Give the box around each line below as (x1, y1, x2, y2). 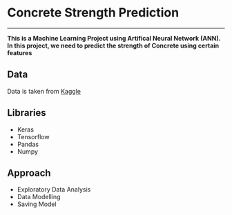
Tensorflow (17, 132, 50, 141)
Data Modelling (17, 193, 61, 201)
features (7, 48, 32, 57)
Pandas (17, 140, 39, 148)
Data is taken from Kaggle (7, 87, 81, 95)
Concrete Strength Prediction (7, 5, 180, 21)
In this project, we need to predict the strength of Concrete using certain (7, 41, 220, 50)
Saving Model (17, 200, 57, 208)
